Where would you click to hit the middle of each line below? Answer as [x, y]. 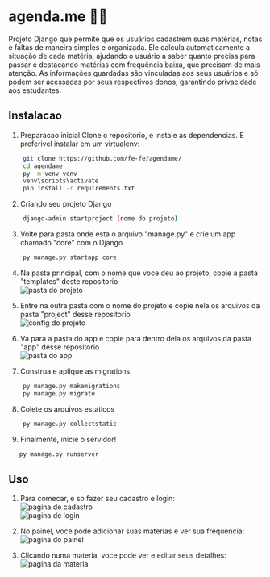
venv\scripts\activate [61, 181]
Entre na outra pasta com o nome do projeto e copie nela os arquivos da [140, 305]
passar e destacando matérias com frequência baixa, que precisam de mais [134, 65]
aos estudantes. [35, 90]
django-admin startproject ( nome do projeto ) [101, 219]
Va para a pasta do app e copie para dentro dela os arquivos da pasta [136, 338]
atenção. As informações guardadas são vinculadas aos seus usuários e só [133, 73]
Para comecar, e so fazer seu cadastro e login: [98, 499]
